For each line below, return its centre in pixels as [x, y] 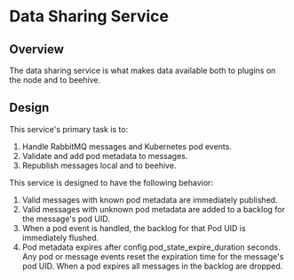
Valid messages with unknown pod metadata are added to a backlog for [154, 209]
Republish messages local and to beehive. [99, 165]
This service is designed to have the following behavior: [111, 182]
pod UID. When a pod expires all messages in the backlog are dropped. [152, 266]
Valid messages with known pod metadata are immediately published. [150, 200]
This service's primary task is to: [69, 129]
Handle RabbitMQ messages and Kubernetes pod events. [127, 146]
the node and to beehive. [55, 80]
